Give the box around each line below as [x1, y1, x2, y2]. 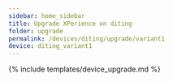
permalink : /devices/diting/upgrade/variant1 [8, 34, 165, 43]
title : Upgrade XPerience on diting [8, 19, 132, 28]
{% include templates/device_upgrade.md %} [8, 64, 161, 74]
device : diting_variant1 [8, 42, 93, 50]
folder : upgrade [8, 27, 63, 35]
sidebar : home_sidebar [8, 11, 85, 20]
